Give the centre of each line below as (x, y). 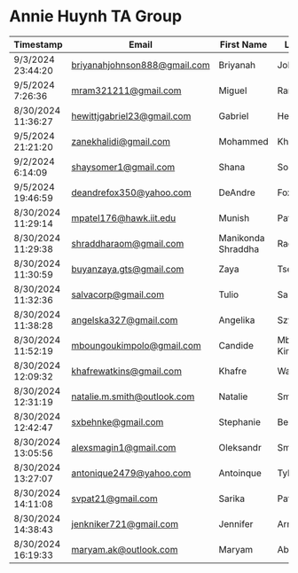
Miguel (233, 90)
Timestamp (39, 44)
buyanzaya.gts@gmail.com (128, 269)
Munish (234, 217)
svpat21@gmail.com (114, 498)
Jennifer (236, 523)
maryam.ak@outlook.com (125, 549)
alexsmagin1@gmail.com (124, 447)
